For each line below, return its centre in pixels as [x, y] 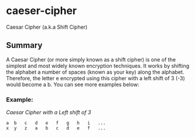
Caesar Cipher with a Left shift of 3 [49, 112]
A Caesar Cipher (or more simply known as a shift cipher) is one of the [91, 59]
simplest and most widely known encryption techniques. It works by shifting [98, 66]
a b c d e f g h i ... [56, 123]
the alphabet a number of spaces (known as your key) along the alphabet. [95, 72]
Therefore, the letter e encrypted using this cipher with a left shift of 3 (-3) [96, 78]
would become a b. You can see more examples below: [73, 84]
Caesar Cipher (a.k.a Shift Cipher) [47, 27]
